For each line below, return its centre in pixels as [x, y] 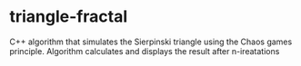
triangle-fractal [69, 17]
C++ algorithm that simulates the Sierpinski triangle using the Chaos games [151, 42]
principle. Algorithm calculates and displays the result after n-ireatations [145, 51]
